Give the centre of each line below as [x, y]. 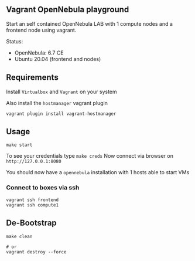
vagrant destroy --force [36, 252]
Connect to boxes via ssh [43, 188]
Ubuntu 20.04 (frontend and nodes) [58, 59]
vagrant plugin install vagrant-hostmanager [61, 114]
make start [19, 145]
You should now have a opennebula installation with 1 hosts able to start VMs [98, 172]
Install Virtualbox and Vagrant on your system [61, 91]
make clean [19, 236]
